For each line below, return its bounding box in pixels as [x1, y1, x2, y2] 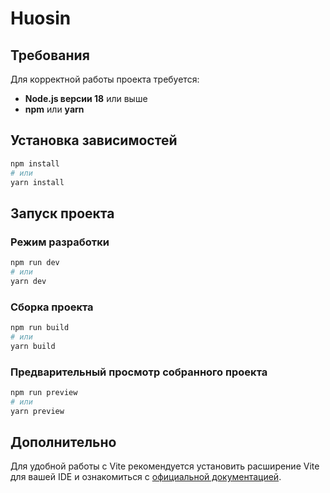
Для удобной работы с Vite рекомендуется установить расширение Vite [10, 460, 320, 472]
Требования [10, 47, 90, 64]
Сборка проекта [10, 300, 94, 314]
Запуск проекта [10, 205, 115, 222]
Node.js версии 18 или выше [24, 93, 148, 104]
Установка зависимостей [10, 132, 178, 149]
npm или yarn [24, 103, 85, 115]
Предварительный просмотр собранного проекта [10, 365, 268, 379]
